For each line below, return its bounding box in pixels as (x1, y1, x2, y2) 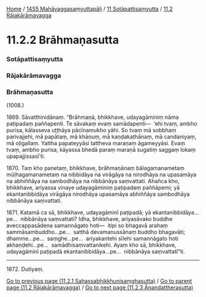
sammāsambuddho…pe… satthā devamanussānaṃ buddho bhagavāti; (6, 228, 186, 236)
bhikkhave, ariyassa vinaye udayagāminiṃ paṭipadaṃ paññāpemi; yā (6, 184, 180, 192)
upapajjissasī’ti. (6, 152, 45, 160)
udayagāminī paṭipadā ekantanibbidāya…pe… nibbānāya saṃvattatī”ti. (6, 248, 185, 255)
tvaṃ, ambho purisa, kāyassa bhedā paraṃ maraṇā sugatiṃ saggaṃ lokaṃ (6, 146, 196, 154)
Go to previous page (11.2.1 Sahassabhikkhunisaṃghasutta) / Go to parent (6, 277, 192, 285)
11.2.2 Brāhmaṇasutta (6, 33, 120, 47)
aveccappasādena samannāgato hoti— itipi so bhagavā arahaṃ (6, 222, 169, 229)
